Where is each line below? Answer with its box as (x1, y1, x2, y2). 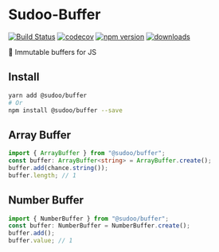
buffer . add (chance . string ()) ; (8, 164, 109, 172)
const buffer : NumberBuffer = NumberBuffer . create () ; (8, 222, 191, 230)
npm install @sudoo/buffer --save (8, 106, 123, 114)
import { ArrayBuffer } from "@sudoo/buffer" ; (8, 149, 166, 157)
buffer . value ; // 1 (8, 237, 73, 245)
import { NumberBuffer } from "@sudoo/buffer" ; (8, 215, 170, 223)
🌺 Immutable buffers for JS (8, 47, 97, 56)
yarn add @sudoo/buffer (8, 91, 88, 99)
